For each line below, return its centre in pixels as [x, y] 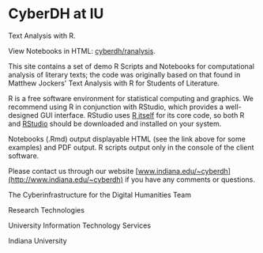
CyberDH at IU [56, 14]
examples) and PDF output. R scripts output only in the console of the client [131, 147]
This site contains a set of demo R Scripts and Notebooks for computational [131, 66]
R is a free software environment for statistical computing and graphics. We [131, 98]
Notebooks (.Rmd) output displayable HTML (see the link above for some [127, 138]
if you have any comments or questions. [190, 179]
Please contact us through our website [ [73, 171]
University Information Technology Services [80, 225]
